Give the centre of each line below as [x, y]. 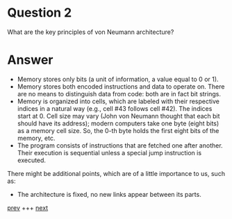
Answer [30, 60]
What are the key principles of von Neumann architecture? [91, 32]
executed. [32, 160]
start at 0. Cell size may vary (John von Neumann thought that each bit [118, 116]
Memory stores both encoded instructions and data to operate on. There [121, 86]
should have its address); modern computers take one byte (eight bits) [118, 123]
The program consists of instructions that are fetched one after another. [120, 145]
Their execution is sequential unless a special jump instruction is [109, 152]
